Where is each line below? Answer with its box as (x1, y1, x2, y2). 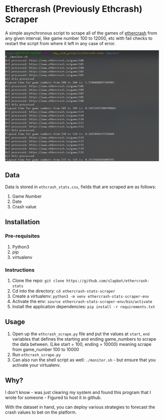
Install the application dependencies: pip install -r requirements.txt (12, 303, 155, 309)
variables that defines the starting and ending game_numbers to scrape (12, 336, 156, 342)
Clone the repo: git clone (12, 277, 64, 283)
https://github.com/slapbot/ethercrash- (66, 278, 150, 283)
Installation (5, 218, 40, 226)
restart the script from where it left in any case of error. (5, 40, 116, 46)
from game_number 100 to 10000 (12, 346, 80, 352)
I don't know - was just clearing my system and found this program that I (5, 389, 151, 395)
